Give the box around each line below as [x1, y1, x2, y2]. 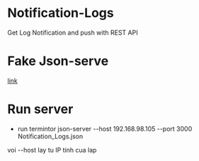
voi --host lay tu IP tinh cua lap [7, 145, 97, 154]
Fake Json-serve [7, 53, 109, 69]
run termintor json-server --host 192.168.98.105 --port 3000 [17, 124, 193, 133]
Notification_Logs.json [17, 132, 84, 141]
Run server [7, 101, 74, 117]
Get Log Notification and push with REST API [7, 28, 138, 37]
